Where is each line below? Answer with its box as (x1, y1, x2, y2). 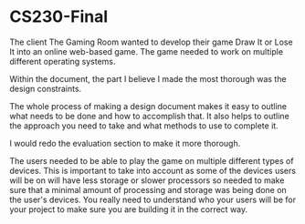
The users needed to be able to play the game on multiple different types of (9, 155, 294, 166)
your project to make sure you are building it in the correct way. (9, 203, 248, 215)
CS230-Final (9, 6, 109, 27)
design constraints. (9, 83, 82, 94)
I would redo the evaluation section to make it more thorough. (9, 137, 241, 148)
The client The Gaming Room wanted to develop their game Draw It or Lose (9, 36, 294, 47)
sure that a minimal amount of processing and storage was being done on (9, 184, 288, 195)
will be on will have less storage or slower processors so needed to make (9, 175, 285, 186)
